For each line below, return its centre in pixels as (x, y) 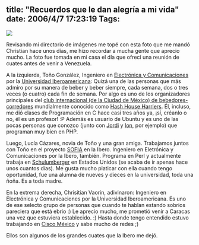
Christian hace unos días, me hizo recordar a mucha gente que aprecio (93, 50)
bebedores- (173, 100)
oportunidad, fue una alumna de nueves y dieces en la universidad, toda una (100, 174)
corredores (20, 106)
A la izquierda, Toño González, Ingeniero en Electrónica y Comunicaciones (97, 75)
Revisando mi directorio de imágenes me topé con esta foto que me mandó (98, 44)
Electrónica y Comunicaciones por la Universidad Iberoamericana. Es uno (96, 199)
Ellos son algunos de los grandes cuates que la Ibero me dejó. (82, 235)
